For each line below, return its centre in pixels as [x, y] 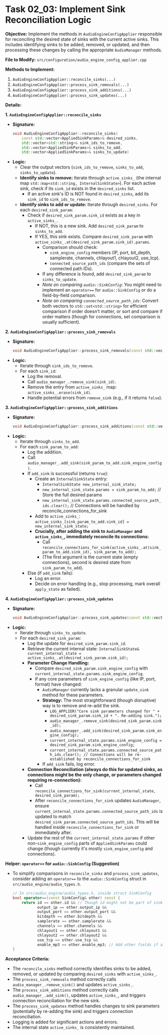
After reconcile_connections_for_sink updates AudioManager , [98, 800]
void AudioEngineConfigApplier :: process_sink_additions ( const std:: [85, 427]
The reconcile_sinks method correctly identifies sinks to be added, [82, 969]
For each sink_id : [38, 371]
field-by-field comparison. [69, 296]
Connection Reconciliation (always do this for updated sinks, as [95, 769]
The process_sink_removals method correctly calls [64, 979]
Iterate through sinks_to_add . [50, 441]
